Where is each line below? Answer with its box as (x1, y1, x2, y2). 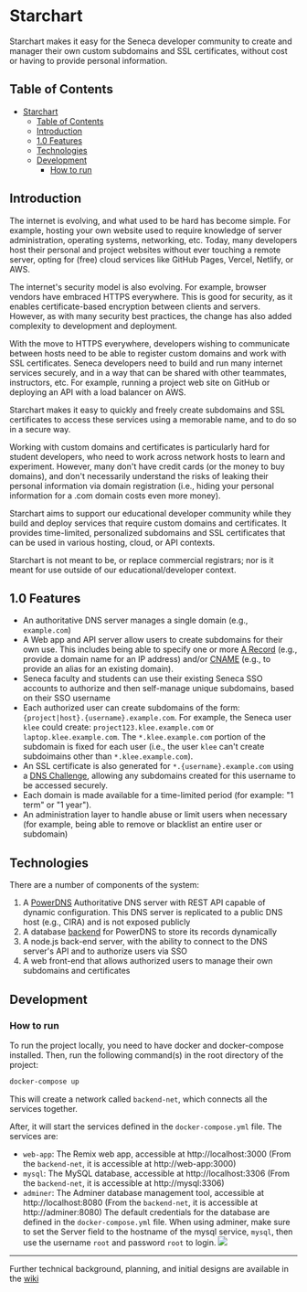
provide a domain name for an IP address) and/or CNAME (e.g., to (22, 654, 271, 665)
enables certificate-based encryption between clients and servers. (9, 301, 260, 312)
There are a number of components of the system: (9, 880, 199, 891)
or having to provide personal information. (9, 55, 168, 66)
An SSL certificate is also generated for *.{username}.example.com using (22, 761, 294, 772)
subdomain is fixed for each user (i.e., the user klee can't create (22, 742, 265, 753)
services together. (9, 1103, 78, 1114)
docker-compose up (9, 1076, 79, 1086)
